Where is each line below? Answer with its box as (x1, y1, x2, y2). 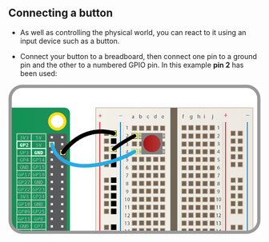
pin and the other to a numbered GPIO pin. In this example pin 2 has (19, 60, 244, 69)
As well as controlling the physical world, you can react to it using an (19, 27, 247, 37)
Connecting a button (8, 6, 114, 20)
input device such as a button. (19, 36, 120, 46)
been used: (19, 68, 58, 78)
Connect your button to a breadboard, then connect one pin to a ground (19, 51, 258, 61)
